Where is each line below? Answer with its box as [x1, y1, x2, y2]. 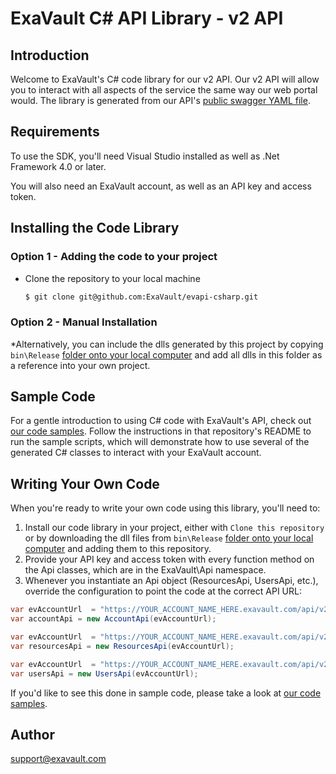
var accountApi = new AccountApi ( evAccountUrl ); [10, 614, 217, 624]
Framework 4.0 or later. [10, 160, 107, 172]
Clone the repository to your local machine [24, 272, 201, 284]
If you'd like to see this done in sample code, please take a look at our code [10, 687, 322, 699]
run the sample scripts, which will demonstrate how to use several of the [10, 436, 310, 448]
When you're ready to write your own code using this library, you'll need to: [10, 502, 321, 514]
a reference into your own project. [10, 359, 151, 371]
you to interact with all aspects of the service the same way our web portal [10, 84, 318, 96]
